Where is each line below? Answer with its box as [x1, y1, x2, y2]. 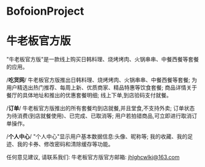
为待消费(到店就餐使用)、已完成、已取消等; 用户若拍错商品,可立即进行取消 [6, 112, 192, 120]
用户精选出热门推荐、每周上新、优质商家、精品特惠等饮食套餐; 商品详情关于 [6, 84, 198, 91]
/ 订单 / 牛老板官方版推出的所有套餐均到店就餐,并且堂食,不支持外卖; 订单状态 [6, 105, 195, 112]
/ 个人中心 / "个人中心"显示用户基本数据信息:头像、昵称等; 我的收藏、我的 [6, 133, 188, 140]
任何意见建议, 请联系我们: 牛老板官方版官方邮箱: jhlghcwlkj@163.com [6, 154, 180, 161]
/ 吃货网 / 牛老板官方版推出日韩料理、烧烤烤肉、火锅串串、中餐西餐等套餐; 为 [6, 76, 198, 84]
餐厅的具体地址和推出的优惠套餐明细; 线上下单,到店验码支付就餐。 [6, 92, 173, 99]
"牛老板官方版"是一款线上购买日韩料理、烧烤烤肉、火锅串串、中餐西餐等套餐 [6, 56, 199, 63]
